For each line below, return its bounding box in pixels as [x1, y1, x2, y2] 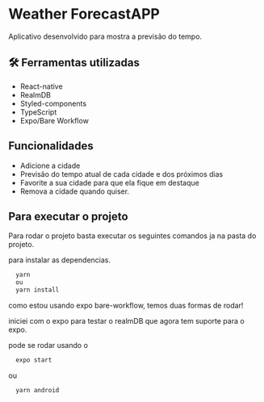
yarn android [15, 386, 60, 394]
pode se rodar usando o [8, 341, 89, 350]
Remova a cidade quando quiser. [19, 186, 130, 196]
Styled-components [19, 98, 87, 108]
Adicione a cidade [19, 161, 81, 170]
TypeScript [19, 107, 57, 117]
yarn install [15, 286, 60, 295]
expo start [15, 356, 52, 364]
